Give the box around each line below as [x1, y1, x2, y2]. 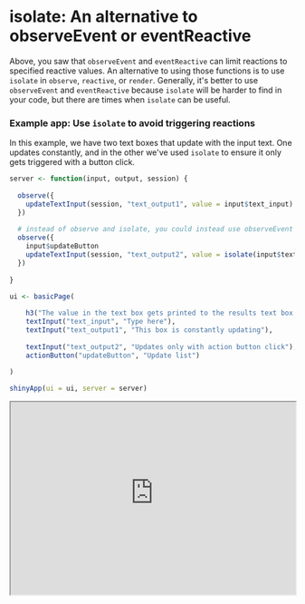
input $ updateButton [25, 242, 100, 251]
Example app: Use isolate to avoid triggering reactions [9, 116, 256, 129]
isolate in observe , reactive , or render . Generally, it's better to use [9, 74, 259, 85]
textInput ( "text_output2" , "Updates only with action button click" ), [25, 342, 298, 351]
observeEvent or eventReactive [9, 25, 252, 46]
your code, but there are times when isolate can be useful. [9, 93, 231, 105]
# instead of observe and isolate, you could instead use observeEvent [17, 225, 294, 234]
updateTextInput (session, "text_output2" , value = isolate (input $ [25, 250, 281, 259]
